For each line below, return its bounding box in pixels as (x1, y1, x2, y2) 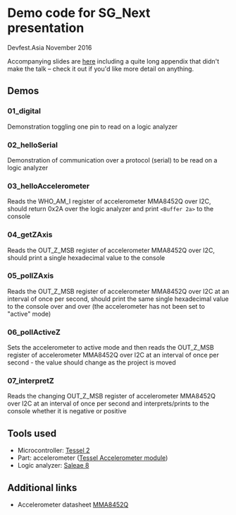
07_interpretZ (7, 376, 54, 386)
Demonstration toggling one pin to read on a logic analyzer (7, 122, 178, 131)
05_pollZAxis (7, 271, 54, 280)
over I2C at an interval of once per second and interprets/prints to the (7, 399, 209, 408)
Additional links (7, 482, 77, 494)
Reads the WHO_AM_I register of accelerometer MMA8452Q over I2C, (7, 197, 211, 206)
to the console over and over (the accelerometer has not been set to (7, 302, 206, 310)
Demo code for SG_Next (7, 5, 151, 21)
